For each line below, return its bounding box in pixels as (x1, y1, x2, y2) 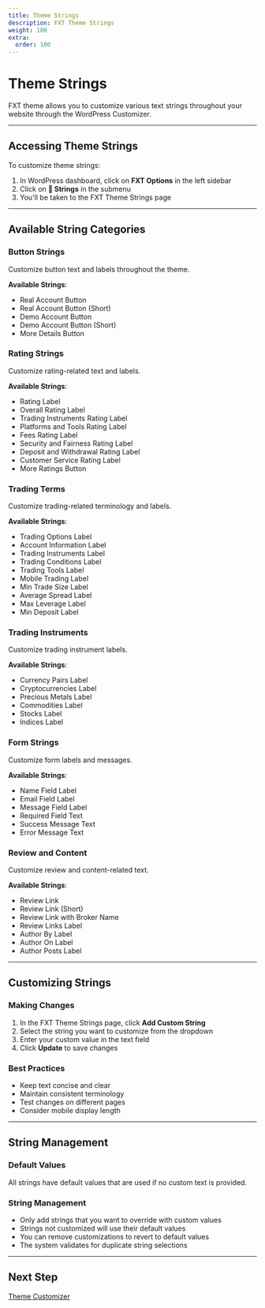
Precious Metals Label (19, 692, 92, 702)
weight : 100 (8, 26, 47, 34)
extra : (8, 33, 30, 42)
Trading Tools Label (19, 566, 84, 575)
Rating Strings (8, 348, 65, 359)
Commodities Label (19, 701, 83, 710)
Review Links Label (19, 921, 83, 931)
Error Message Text (19, 828, 84, 837)
